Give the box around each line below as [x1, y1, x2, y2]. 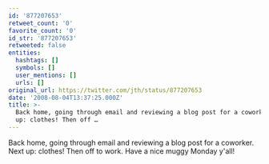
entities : [8, 49, 42, 57]
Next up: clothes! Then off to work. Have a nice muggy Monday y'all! [8, 146, 235, 156]
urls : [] [15, 78, 45, 86]
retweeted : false [8, 42, 66, 50]
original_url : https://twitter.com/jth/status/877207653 [8, 86, 203, 94]
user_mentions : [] [15, 71, 78, 79]
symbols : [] [15, 64, 56, 72]
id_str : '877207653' [8, 34, 78, 42]
